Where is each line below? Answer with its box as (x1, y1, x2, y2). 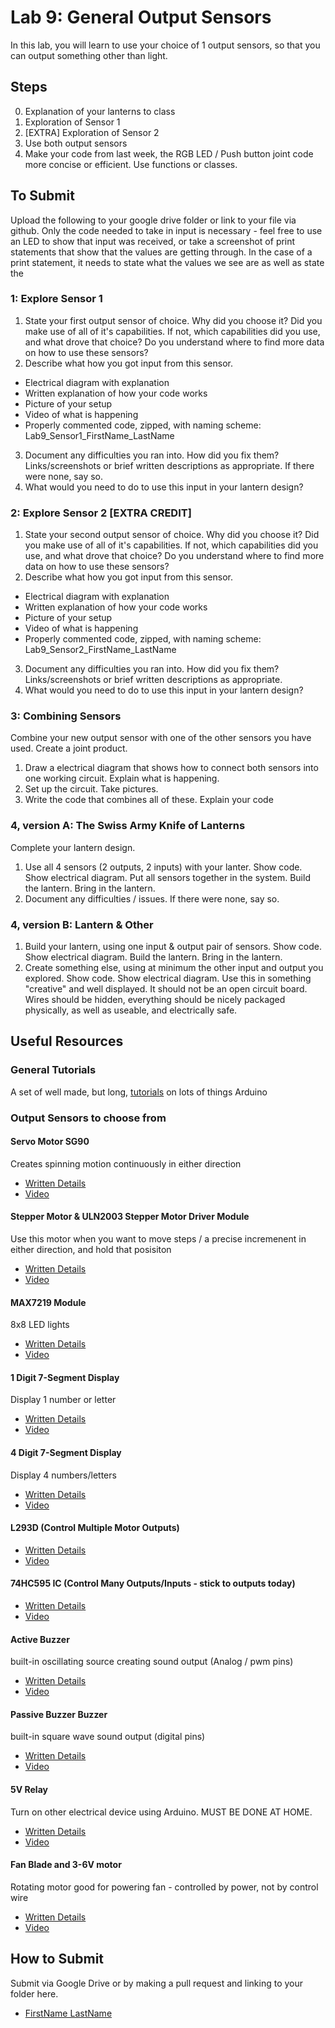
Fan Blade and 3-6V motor (10, 1859, 122, 1871)
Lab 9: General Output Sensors (10, 6, 272, 29)
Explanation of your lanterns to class (24, 105, 176, 117)
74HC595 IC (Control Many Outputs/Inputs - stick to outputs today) (10, 1577, 296, 1590)
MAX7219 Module (10, 1296, 87, 1308)
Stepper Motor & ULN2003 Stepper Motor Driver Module (10, 1211, 250, 1223)
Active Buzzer (10, 1633, 70, 1645)
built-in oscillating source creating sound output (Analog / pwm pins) (10, 1656, 294, 1668)
